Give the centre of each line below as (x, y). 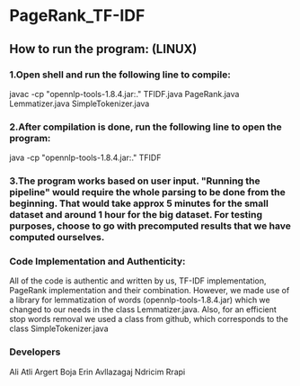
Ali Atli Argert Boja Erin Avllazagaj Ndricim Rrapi (97, 372)
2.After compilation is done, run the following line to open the (146, 127)
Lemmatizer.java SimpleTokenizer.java (79, 103)
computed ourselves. (57, 238)
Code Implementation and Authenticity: (97, 262)
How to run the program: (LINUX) (103, 49)
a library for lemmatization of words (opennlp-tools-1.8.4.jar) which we (140, 300)
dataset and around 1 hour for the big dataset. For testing (136, 215)
